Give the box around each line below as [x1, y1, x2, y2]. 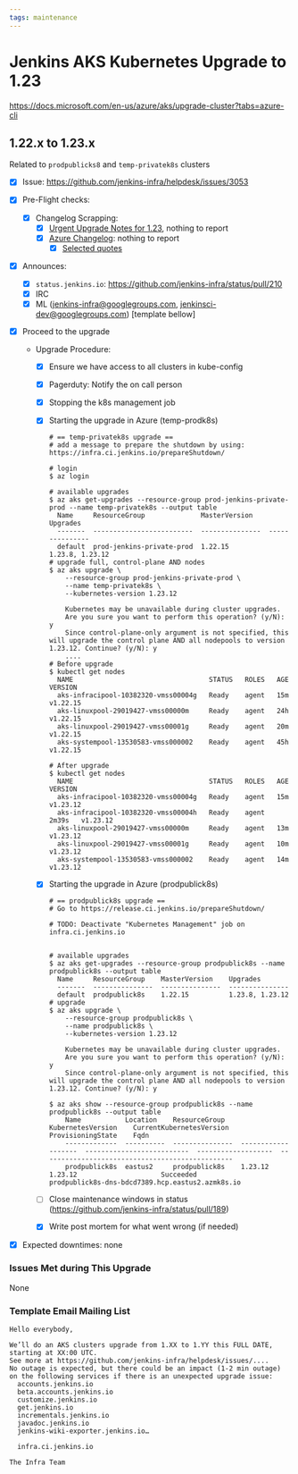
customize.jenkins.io [17, 1395, 98, 1404]
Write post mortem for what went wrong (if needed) [48, 1221, 239, 1232]
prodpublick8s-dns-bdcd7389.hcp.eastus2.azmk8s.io [48, 1178, 242, 1187]
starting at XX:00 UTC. [9, 1349, 98, 1358]
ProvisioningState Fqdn [48, 1132, 150, 1141]
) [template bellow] [126, 309, 196, 319]
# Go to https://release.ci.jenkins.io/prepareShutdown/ [48, 905, 265, 914]
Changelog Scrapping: [35, 212, 119, 223]
